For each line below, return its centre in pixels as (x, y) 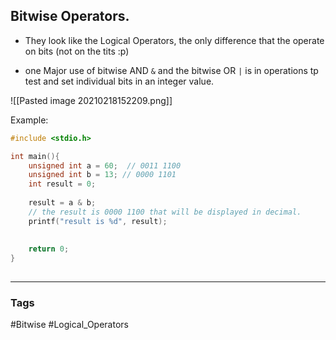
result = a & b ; (62, 203)
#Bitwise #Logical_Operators (69, 325)
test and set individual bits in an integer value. (119, 81)
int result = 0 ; (62, 184)
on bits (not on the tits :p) (77, 51)
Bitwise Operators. (70, 16)
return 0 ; (49, 249)
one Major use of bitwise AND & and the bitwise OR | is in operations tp (171, 70)
